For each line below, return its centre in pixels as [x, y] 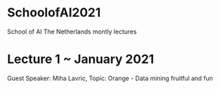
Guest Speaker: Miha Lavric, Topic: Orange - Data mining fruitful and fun [110, 78]
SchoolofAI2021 [54, 13]
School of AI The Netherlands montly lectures [72, 31]
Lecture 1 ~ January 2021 [81, 59]
